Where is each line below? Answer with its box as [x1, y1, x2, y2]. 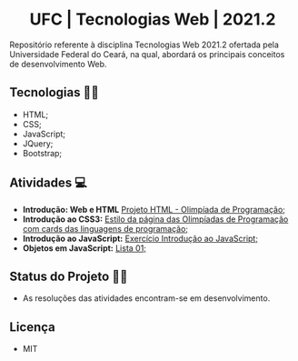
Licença [9, 319, 56, 335]
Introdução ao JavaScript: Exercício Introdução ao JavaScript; [22, 233, 259, 244]
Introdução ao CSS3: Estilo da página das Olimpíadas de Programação [22, 214, 289, 225]
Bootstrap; [22, 147, 63, 158]
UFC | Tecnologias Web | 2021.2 [29, 9, 276, 30]
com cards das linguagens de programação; [22, 223, 189, 234]
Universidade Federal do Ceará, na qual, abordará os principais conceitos [9, 48, 285, 59]
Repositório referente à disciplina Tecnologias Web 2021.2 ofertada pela [9, 39, 280, 50]
